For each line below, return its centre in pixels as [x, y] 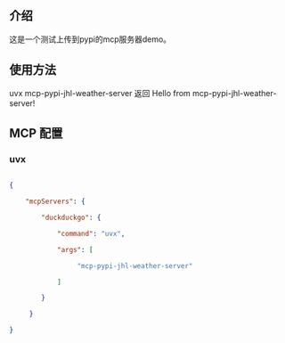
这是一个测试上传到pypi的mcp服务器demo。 [90, 39]
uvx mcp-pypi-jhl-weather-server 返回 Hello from [100, 93]
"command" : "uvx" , [91, 233]
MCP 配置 [36, 133]
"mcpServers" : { [56, 202]
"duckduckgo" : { [71, 218]
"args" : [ [75, 249]
